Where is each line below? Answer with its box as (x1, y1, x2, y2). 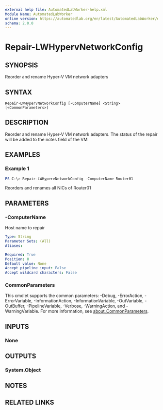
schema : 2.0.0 (5, 20, 34, 26)
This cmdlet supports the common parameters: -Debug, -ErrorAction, (5, 293, 144, 298)
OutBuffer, (5, 303, 26, 309)
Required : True (5, 252, 36, 257)
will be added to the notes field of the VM (5, 136, 88, 142)
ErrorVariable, (5, 298, 33, 304)
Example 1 (5, 165, 30, 172)
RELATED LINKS (5, 398, 54, 407)
